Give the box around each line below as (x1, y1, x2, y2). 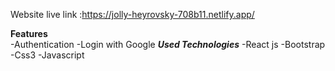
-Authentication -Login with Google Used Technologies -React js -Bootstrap (10, 39, 326, 50)
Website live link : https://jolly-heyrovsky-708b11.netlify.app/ (10, 9, 255, 20)
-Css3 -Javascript (10, 49, 85, 61)
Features (10, 28, 48, 39)
